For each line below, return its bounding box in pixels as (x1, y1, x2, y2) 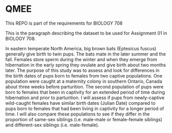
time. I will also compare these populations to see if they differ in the (5, 111, 150, 117)
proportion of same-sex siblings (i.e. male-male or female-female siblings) (5, 116, 163, 122)
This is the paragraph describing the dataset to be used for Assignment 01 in (5, 30, 167, 36)
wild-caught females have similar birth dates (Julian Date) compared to (5, 100, 156, 106)
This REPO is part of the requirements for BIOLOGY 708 (5, 20, 123, 26)
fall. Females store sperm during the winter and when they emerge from (5, 56, 158, 62)
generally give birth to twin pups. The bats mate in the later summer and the (5, 51, 166, 57)
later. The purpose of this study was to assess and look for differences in (5, 67, 160, 73)
